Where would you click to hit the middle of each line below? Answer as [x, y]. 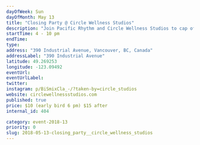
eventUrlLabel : [25, 78]
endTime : [17, 39]
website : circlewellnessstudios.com [51, 94]
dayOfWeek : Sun [25, 12]
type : [13, 45]
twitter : [17, 84]
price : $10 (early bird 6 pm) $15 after [57, 105]
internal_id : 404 [28, 111]
